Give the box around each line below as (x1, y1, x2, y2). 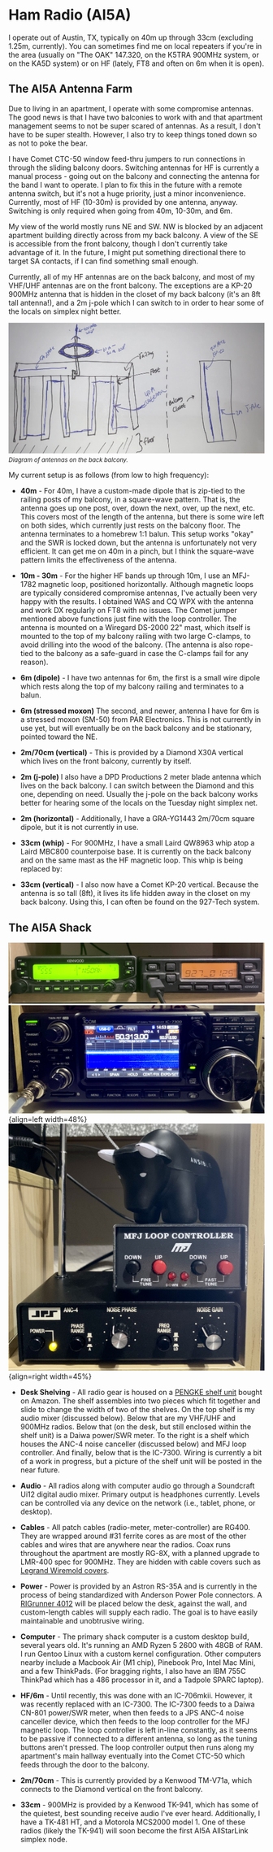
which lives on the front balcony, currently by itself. (19, 756, 192, 766)
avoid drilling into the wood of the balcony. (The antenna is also (19, 640, 233, 650)
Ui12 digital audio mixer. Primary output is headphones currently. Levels (19, 1489, 260, 1499)
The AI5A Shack (8, 920, 92, 934)
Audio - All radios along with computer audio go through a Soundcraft (19, 1480, 255, 1490)
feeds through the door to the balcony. (19, 1759, 150, 1769)
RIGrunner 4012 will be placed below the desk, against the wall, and (19, 1598, 248, 1608)
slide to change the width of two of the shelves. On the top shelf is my (19, 1404, 255, 1414)
